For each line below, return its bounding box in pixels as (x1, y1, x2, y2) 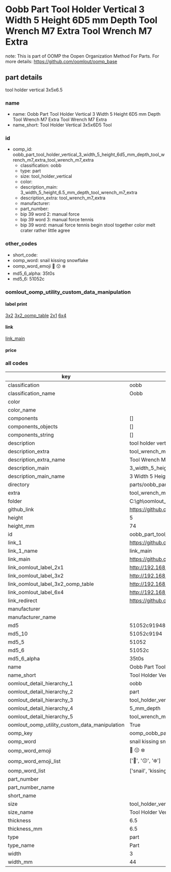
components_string (8, 431, 54, 438)
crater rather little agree (20, 227, 70, 234)
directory (8, 481, 30, 488)
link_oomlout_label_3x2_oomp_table (8, 580, 94, 587)
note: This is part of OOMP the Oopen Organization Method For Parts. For (5, 53, 159, 59)
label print (5, 301, 27, 307)
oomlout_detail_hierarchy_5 (8, 713, 73, 720)
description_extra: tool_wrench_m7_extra (20, 195, 106, 201)
